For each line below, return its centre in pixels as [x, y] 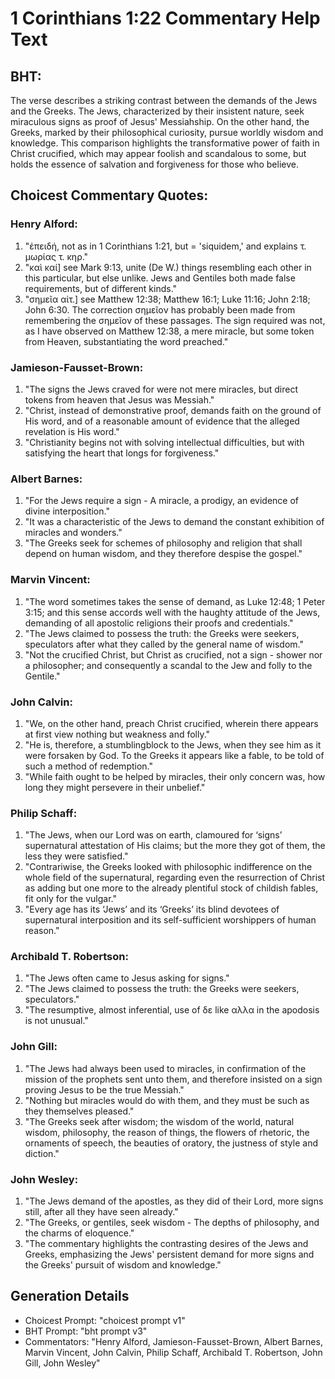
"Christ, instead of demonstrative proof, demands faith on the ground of [173, 410]
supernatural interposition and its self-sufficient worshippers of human [170, 920]
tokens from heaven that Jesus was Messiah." [119, 399]
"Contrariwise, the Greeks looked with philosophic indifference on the [168, 867]
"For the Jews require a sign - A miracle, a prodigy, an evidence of [161, 501]
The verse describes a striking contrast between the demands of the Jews [164, 100]
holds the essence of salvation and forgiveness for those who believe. [154, 164]
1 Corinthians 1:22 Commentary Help [165, 18]
